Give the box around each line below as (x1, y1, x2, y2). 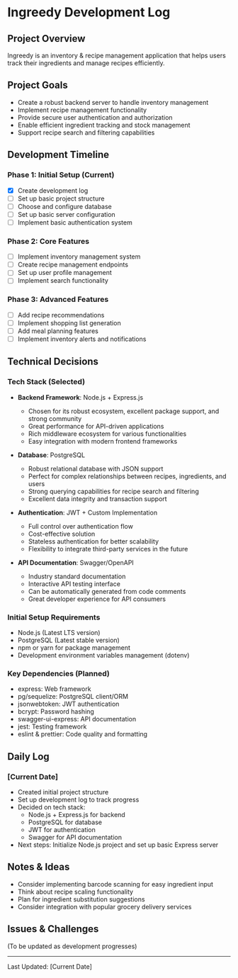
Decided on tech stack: (17, 802, 86, 811)
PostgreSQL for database (28, 818, 103, 826)
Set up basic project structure (17, 194, 105, 203)
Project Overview (7, 33, 86, 45)
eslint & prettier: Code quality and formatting (17, 730, 147, 738)
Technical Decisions (7, 356, 99, 368)
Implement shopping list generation (17, 318, 122, 327)
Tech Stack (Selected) (7, 377, 86, 387)
